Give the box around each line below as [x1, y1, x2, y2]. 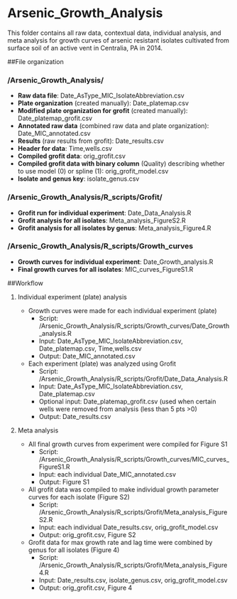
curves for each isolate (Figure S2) [28, 492, 130, 501]
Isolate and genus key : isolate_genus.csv [17, 174, 140, 183]
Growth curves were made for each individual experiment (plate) [28, 306, 218, 314]
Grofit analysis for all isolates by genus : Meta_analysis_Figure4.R [17, 223, 211, 232]
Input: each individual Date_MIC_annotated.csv [38, 470, 176, 478]
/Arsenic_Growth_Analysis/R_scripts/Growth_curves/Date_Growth [38, 322, 230, 330]
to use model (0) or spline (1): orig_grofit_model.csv [17, 167, 169, 176]
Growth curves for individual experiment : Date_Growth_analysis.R [17, 258, 214, 266]
